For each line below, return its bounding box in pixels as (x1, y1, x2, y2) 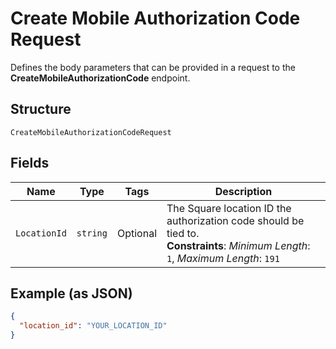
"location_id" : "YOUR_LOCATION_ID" (19, 321, 168, 331)
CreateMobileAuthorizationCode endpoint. (10, 72, 191, 84)
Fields (10, 155, 50, 172)
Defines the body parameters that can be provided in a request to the (10, 61, 296, 73)
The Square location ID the (166, 201, 292, 215)
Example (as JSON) (10, 285, 133, 302)
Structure (10, 101, 72, 118)
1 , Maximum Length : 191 (166, 251, 280, 265)
